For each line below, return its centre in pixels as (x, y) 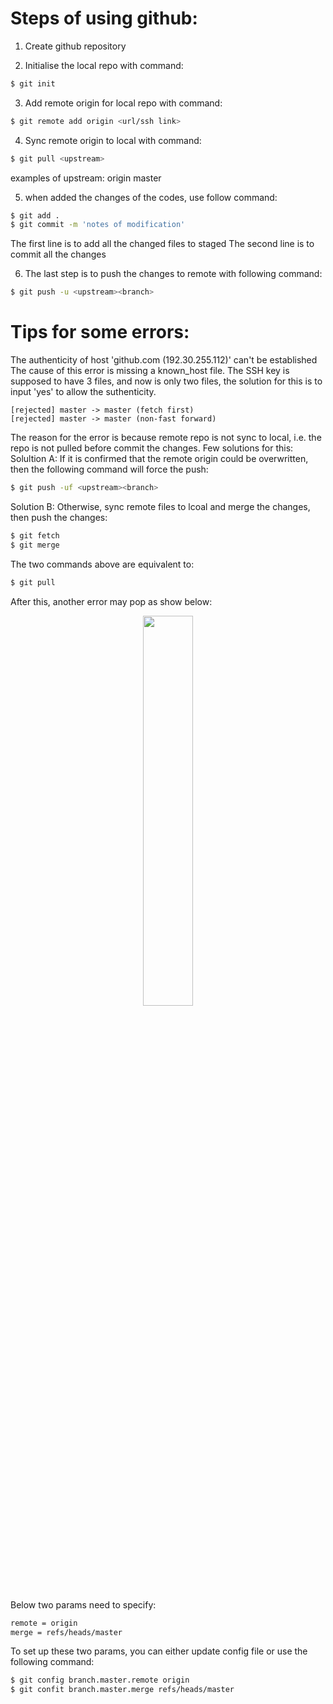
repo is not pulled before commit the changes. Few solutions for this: (152, 448)
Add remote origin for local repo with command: (123, 103)
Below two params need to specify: (83, 1604)
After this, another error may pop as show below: (111, 601)
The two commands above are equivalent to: (102, 564)
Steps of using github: (104, 18)
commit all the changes (58, 254)
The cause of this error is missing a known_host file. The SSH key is (150, 371)
